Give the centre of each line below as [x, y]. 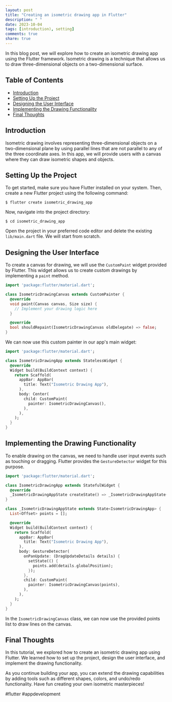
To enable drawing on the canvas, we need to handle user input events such [86, 456]
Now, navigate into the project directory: [48, 212]
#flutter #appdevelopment [33, 694]
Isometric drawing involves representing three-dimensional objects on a [81, 143]
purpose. [15, 467]
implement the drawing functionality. [44, 663]
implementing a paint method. [37, 276]
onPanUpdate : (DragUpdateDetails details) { [72, 556]
